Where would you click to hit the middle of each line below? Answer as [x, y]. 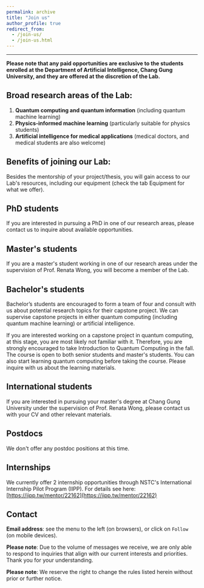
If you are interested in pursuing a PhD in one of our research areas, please [100, 223]
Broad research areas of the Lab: [69, 95]
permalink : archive [31, 12]
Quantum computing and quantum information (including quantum [100, 110]
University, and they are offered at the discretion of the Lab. [83, 76]
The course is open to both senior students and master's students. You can [100, 355]
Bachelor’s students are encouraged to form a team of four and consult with [101, 304]
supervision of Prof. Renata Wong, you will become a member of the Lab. [98, 270]
